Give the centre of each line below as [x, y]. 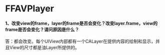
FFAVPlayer [29, 9]
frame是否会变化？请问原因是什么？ [42, 29]
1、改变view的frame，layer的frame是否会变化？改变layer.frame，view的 [81, 23]
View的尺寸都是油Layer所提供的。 [44, 48]
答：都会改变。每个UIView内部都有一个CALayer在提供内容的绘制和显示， [80, 41]
